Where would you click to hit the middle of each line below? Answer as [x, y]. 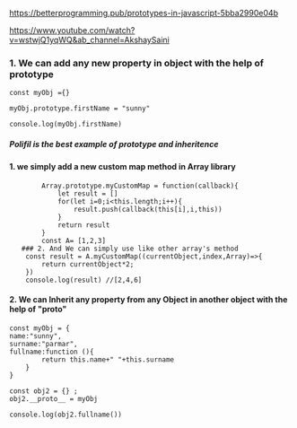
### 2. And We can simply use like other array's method [130, 249]
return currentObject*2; [88, 264]
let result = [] [87, 193]
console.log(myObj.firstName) [66, 125]
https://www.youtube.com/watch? [72, 30]
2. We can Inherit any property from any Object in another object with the [148, 300]
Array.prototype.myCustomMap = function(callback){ [140, 186]
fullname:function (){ [52, 352]
